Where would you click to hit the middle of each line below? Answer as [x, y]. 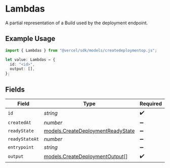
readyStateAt [24, 139]
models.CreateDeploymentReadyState [89, 131]
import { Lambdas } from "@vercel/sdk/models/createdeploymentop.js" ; [81, 50]
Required [151, 103]
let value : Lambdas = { [30, 59]
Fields [15, 89]
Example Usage [30, 39]
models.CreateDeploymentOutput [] [86, 156]
